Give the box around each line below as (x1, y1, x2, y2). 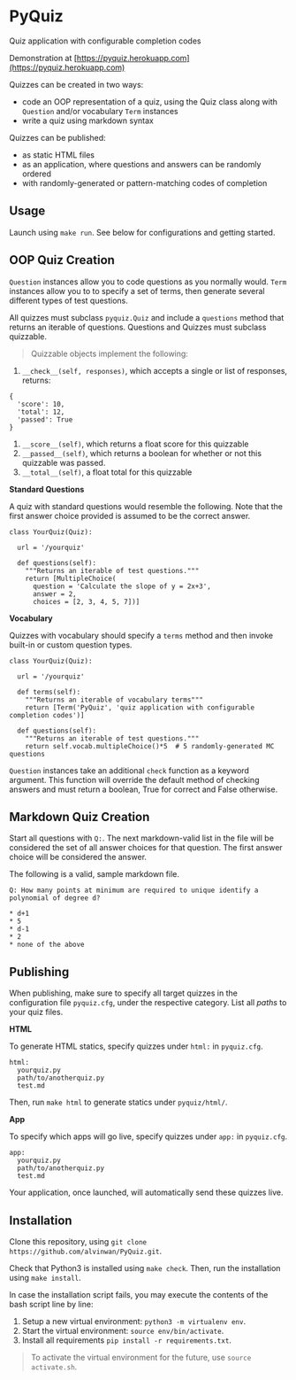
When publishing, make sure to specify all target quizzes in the (9, 988, 239, 998)
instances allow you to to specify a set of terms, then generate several (9, 285, 265, 296)
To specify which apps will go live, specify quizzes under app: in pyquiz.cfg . (9, 1131, 288, 1142)
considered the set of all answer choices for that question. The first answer (9, 842, 283, 853)
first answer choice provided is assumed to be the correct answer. (9, 510, 251, 521)
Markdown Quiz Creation (9, 809, 150, 825)
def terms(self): (17, 687, 81, 696)
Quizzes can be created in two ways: (9, 79, 144, 89)
